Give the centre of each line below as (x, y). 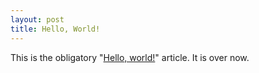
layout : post (37, 19)
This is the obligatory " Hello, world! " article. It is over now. (130, 57)
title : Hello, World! (55, 29)
